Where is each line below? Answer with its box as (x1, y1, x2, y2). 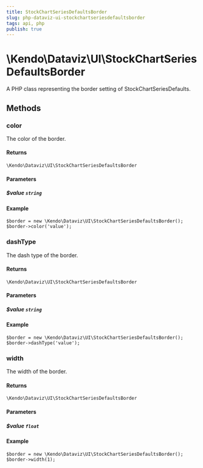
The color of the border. (6, 135, 66, 142)
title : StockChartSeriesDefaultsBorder (6, 9, 108, 15)
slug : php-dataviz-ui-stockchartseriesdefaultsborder (6, 15, 146, 21)
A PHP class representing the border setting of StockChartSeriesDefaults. (6, 85, 191, 93)
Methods (6, 103, 41, 113)
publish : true (6, 26, 43, 32)
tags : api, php (6, 20, 45, 26)
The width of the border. (6, 368, 67, 375)
